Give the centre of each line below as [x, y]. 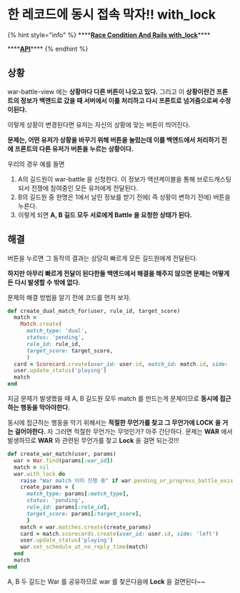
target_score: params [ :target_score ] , [84, 514]
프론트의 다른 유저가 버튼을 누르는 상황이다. [74, 149]
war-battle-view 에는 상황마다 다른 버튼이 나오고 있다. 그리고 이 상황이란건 [111, 91]
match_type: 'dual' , [57, 331]
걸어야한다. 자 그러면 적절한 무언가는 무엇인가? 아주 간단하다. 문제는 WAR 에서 [124, 432]
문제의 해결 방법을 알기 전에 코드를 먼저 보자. [69, 297]
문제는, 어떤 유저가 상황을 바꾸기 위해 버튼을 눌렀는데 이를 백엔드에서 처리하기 [114, 139]
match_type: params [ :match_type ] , [78, 494]
